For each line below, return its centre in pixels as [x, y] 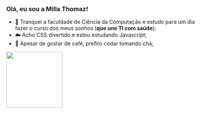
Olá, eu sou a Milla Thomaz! [47, 9]
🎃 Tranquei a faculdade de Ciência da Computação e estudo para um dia [105, 22]
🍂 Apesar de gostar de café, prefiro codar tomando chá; [84, 44]
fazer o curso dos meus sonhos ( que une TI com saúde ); [85, 28]
